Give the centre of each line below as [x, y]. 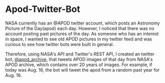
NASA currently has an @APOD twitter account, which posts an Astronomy [82, 23]
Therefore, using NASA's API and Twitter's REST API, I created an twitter [80, 54]
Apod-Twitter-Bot [43, 9]
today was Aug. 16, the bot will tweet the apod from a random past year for [82, 70]
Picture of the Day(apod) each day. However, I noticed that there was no [80, 28]
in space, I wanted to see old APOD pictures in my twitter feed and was [78, 39]
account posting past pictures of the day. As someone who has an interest [82, 33]
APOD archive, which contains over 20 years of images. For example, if [79, 64]
